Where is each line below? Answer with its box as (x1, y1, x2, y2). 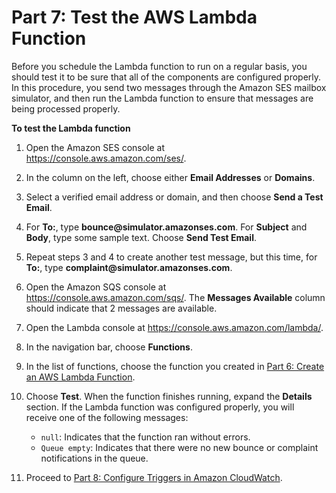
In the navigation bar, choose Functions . (25, 341, 193, 353)
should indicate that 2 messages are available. (25, 302, 218, 314)
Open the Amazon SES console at (25, 141, 166, 153)
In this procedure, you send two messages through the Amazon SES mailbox (11, 81, 327, 93)
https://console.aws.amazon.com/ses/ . (25, 152, 187, 164)
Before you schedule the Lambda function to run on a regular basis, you (11, 60, 308, 72)
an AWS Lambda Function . (25, 371, 136, 383)
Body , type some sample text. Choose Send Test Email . (25, 231, 257, 243)
